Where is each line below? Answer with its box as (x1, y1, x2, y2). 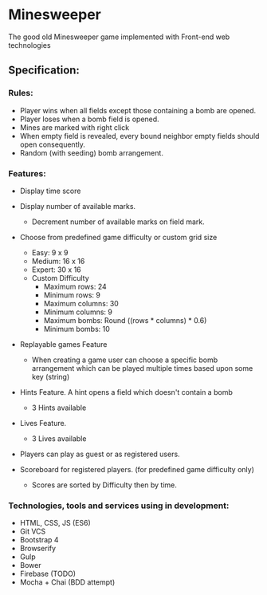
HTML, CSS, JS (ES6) (19, 518, 92, 528)
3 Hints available (31, 403, 87, 412)
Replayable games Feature (19, 339, 108, 349)
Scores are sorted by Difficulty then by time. (31, 480, 177, 490)
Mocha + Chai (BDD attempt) (19, 577, 116, 587)
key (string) (31, 372, 70, 381)
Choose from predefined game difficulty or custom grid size (19, 232, 218, 242)
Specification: (8, 64, 80, 77)
